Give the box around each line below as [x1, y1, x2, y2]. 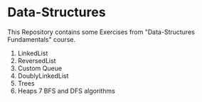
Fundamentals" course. [7, 35, 76, 43]
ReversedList [17, 56, 56, 64]
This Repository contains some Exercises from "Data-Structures [7, 28, 196, 36]
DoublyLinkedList [17, 72, 69, 80]
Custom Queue [17, 64, 63, 72]
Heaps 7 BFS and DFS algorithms [17, 86, 115, 95]
